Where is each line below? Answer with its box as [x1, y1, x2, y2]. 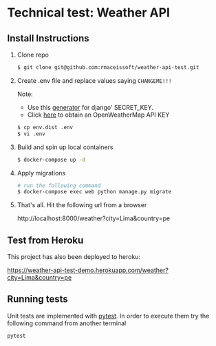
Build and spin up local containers [17, 143, 114, 151]
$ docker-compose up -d [17, 156, 86, 163]
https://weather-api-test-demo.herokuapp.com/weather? [7, 266, 169, 274]
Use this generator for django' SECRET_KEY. [27, 103, 153, 111]
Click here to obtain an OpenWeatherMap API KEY [27, 110, 170, 119]
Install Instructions [7, 32, 89, 44]
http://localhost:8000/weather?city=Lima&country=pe [17, 214, 171, 222]
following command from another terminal [7, 319, 127, 327]
